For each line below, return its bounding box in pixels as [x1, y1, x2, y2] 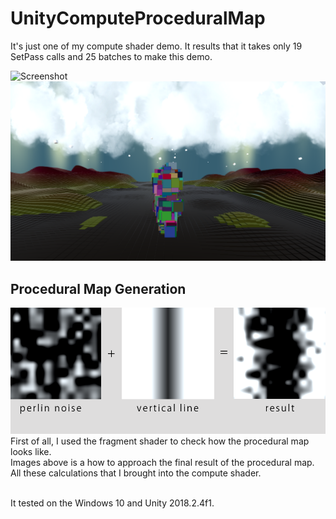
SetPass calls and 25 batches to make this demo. [10, 50, 213, 62]
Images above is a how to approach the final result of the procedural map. [10, 456, 315, 468]
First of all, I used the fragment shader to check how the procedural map [10, 435, 310, 447]
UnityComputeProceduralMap [10, 7, 266, 30]
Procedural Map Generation [10, 280, 187, 297]
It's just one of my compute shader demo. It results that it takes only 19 [10, 40, 303, 52]
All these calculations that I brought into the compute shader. [10, 467, 262, 479]
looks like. [10, 445, 52, 457]
